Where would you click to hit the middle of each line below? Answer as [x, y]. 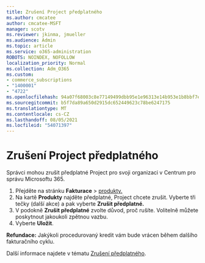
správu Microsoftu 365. [36, 179]
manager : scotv [26, 29]
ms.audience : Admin [31, 40]
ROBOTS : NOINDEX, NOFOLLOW [41, 57]
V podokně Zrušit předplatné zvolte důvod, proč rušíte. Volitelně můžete [106, 211]
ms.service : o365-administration [49, 52]
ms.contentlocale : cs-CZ [38, 114]
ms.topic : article [30, 46]
